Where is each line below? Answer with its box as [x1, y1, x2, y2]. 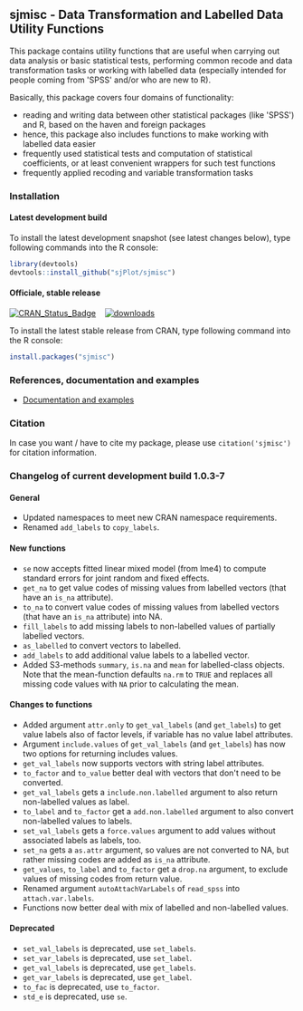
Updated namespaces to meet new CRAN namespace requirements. [22, 512, 278, 524]
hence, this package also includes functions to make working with [22, 129, 270, 140]
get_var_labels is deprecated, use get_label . [22, 972, 193, 983]
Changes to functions [9, 699, 93, 710]
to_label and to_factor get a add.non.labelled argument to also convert [22, 805, 294, 816]
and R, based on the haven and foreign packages [22, 119, 206, 130]
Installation [9, 189, 61, 202]
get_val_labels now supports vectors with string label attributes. [22, 757, 265, 768]
